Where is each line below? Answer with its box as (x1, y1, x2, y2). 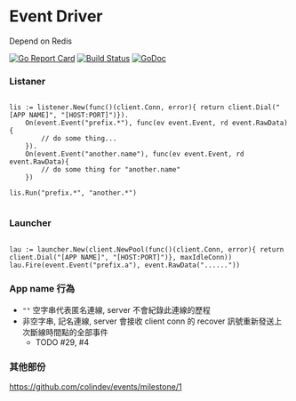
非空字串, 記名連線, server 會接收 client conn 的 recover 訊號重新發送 (21, 316, 275, 326)
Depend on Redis (9, 36, 73, 46)
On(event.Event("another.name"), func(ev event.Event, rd (25, 149, 244, 159)
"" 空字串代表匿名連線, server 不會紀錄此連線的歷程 (21, 304, 212, 315)
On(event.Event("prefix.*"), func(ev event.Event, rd (25, 118, 228, 128)
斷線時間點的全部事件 (29, 326, 108, 337)
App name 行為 (9, 283, 76, 295)
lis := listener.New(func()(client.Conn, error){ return (9, 103, 225, 112)
